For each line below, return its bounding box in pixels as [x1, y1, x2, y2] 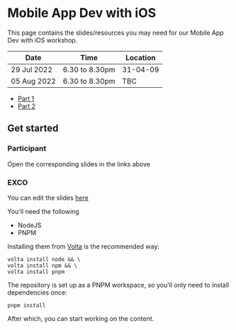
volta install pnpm [7, 268, 65, 275]
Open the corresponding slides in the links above [7, 159, 151, 168]
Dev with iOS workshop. [7, 35, 78, 44]
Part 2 [17, 101, 36, 110]
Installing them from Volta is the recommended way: [7, 242, 159, 251]
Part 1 [17, 94, 35, 103]
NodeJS [17, 221, 42, 229]
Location [125, 52, 156, 62]
